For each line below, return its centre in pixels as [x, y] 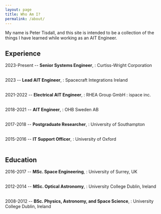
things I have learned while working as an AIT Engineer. [61, 38]
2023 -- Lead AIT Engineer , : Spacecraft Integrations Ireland [67, 80]
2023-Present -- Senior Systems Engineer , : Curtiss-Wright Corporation [79, 65]
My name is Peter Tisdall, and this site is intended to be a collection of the [80, 33]
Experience [23, 53]
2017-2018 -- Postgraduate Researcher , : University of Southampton [75, 124]
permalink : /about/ [25, 19]
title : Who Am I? [23, 14]
